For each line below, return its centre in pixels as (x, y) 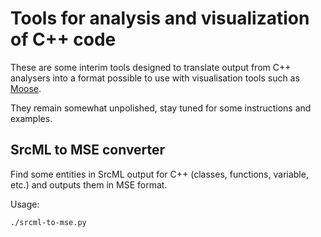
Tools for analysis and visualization (160, 18)
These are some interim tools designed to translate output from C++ (151, 67)
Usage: (25, 204)
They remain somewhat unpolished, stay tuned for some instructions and (161, 108)
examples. (31, 118)
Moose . (26, 88)
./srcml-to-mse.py (48, 222)
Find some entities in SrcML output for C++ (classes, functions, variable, (159, 174)
